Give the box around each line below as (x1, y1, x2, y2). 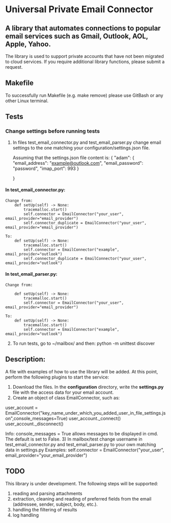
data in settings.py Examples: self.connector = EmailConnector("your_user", (5, 447, 164, 453)
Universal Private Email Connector (5, 4, 154, 15)
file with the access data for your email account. (12, 389, 114, 395)
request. (5, 64, 23, 70)
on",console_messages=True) (5, 415, 68, 421)
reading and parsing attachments (12, 490, 82, 497)
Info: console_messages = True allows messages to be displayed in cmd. (5, 430, 159, 437)
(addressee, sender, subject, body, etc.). (12, 501, 98, 507)
